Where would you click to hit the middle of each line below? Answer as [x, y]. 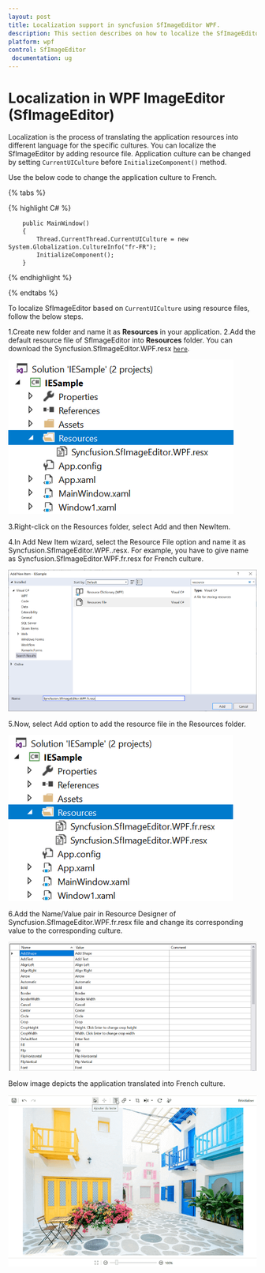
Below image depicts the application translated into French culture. [117, 1084]
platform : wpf [32, 42]
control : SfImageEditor [47, 50]
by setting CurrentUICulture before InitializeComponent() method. [118, 162]
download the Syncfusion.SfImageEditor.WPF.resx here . [99, 348]
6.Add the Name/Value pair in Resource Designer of [92, 914]
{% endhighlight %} [40, 277]
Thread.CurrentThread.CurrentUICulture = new [113, 239]
